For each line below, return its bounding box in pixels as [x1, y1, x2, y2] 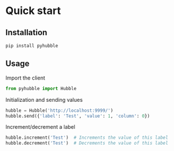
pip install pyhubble [5, 43, 59, 49]
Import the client [5, 74, 45, 81]
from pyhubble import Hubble [5, 85, 77, 91]
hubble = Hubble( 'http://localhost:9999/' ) [5, 107, 114, 114]
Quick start [5, 4, 61, 18]
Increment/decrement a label [5, 123, 76, 131]
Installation [5, 28, 47, 37]
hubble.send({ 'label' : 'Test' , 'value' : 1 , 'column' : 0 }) [5, 113, 150, 119]
